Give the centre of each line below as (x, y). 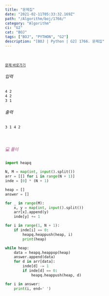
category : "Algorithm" (28, 23)
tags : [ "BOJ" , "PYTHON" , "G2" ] (37, 37)
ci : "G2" (14, 28)
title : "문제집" (20, 10)
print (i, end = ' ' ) (32, 289)
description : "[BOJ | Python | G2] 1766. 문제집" (55, 42)
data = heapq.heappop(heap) (42, 253)
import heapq (18, 163)
